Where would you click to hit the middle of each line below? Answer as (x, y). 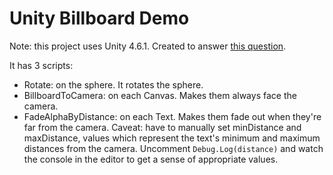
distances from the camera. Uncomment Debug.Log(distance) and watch (173, 148)
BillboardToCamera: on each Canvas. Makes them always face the (160, 95)
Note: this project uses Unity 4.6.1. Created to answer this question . (148, 46)
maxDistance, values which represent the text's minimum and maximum (172, 138)
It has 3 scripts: (41, 65)
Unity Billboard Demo (99, 18)
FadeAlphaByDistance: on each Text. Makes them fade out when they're (172, 116)
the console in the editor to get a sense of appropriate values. (151, 159)
